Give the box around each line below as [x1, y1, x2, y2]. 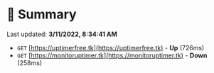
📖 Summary [6, 6, 77, 23]
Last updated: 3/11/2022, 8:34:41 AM [6, 30, 118, 38]
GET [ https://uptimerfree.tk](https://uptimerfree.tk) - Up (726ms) [16, 43, 205, 52]
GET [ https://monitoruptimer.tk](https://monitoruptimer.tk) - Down [16, 51, 208, 60]
